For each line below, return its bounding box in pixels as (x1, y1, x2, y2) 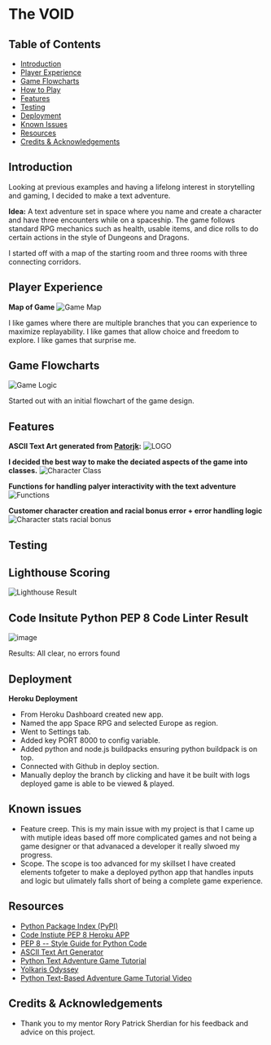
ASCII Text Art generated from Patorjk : (8, 441, 142, 451)
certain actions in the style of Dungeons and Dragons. (8, 232, 190, 242)
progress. (20, 850, 53, 859)
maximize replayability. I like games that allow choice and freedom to (8, 327, 239, 336)
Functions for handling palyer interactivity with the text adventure (8, 481, 237, 491)
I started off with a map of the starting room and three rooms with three (8, 248, 248, 257)
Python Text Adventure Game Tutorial (20, 955, 146, 965)
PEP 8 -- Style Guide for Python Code (20, 938, 147, 948)
